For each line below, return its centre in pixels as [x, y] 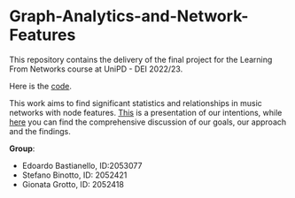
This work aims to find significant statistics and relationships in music [136, 103]
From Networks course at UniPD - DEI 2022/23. [96, 69]
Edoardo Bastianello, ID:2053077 [82, 165]
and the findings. [40, 131]
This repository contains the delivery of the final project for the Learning [141, 59]
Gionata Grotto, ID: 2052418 [73, 184]
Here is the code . [41, 86]
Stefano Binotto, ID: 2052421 [74, 175]
